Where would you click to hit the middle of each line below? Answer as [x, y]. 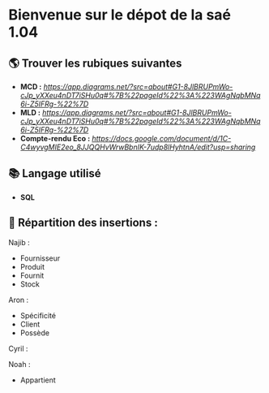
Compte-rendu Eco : [55, 138]
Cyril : [18, 348]
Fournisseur [40, 258]
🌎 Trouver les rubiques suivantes [95, 63]
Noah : [19, 364]
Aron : [19, 300]
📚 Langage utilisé [55, 173]
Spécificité [38, 315]
